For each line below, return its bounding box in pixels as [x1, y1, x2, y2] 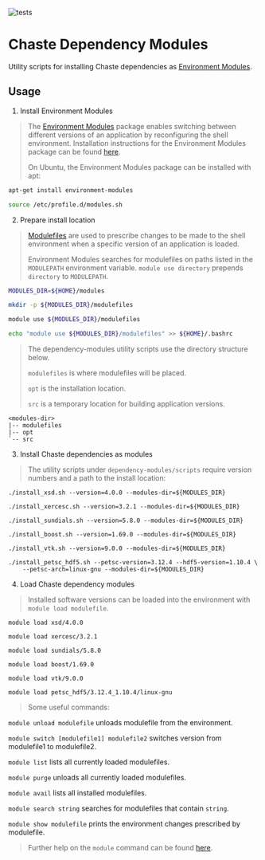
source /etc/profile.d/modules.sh [8, 200, 123, 209]
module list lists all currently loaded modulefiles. [8, 757, 170, 767]
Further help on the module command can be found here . [27, 843, 213, 852]
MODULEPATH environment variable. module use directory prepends [27, 263, 244, 273]
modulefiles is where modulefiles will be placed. [27, 368, 187, 378]
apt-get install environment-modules [8, 186, 134, 194]
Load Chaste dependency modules [19, 579, 135, 589]
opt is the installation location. [27, 383, 127, 393]
